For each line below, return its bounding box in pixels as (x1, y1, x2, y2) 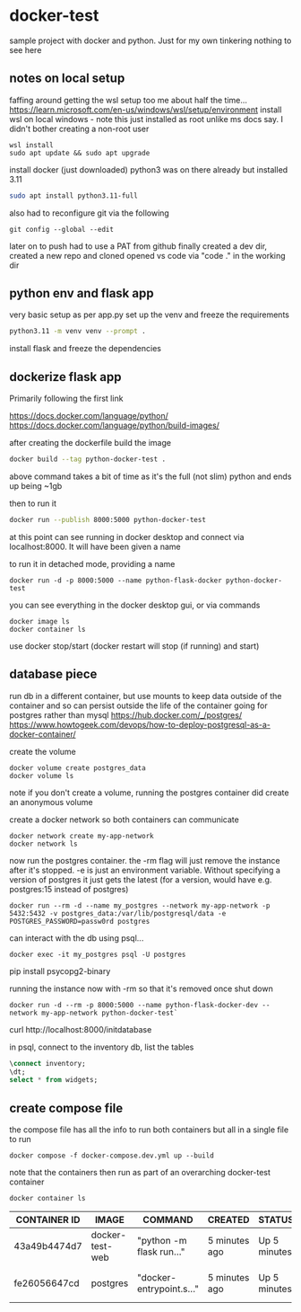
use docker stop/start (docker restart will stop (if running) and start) (9, 640, 260, 652)
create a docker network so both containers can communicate (9, 814, 239, 825)
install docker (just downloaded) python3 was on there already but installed (9, 164, 288, 175)
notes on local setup (9, 71, 125, 86)
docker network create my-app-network (9, 831, 154, 840)
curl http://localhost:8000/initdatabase (9, 1024, 152, 1034)
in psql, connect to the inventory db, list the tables (9, 1042, 194, 1052)
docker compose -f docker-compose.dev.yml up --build (9, 1151, 215, 1160)
